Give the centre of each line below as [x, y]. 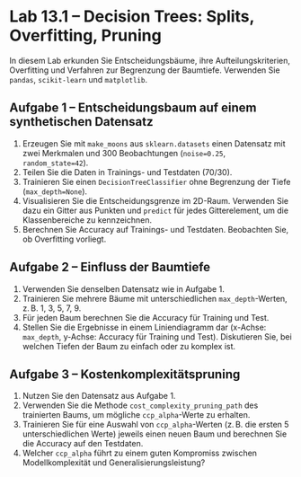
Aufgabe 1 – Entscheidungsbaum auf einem [133, 108]
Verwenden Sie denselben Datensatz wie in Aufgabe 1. [123, 288]
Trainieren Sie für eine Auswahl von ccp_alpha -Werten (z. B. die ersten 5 [155, 425]
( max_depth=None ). [55, 191]
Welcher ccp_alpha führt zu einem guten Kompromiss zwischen [140, 453]
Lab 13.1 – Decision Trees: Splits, [132, 17]
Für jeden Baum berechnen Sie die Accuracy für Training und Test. [146, 317]
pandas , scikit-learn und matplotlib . [79, 79]
